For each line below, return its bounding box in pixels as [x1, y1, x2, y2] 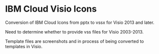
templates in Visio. [5, 43, 43, 49]
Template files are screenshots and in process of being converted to [5, 38, 144, 44]
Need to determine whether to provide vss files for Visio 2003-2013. [5, 29, 144, 35]
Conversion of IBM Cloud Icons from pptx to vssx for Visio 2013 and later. [5, 19, 155, 25]
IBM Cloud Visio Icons [5, 3, 97, 15]
